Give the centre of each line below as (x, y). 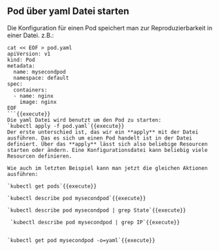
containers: (31, 90)
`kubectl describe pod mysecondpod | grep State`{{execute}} (97, 210)
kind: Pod (21, 60)
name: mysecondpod (40, 72)
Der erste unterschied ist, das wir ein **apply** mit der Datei (103, 132)
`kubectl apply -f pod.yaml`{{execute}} (66, 126)
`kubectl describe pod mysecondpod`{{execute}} (77, 198)
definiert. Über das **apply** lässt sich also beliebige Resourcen (107, 144)
